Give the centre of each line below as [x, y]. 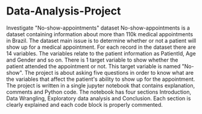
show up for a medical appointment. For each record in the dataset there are [101, 47]
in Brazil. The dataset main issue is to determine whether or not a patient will [101, 40]
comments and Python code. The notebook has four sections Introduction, [99, 92]
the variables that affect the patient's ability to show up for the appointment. [101, 79]
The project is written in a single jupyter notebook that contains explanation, [101, 85]
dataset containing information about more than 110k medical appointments [100, 34]
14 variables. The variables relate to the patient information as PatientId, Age [101, 53]
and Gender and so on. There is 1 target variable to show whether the [92, 60]
